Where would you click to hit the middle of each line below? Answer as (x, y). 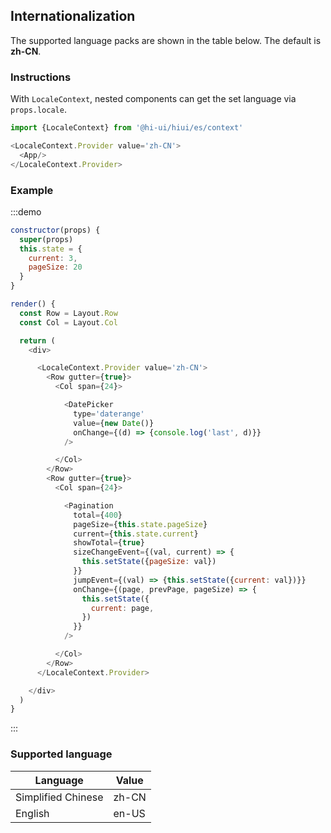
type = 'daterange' (109, 414)
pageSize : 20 (55, 267)
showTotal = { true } (109, 543)
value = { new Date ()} (114, 423)
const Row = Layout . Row (68, 313)
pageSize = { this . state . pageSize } (140, 524)
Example (32, 190)
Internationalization (73, 16)
